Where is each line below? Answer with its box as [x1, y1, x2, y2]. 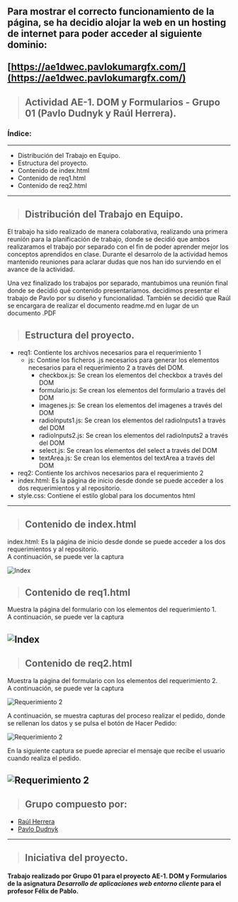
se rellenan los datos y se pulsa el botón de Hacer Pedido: [7, 718, 177, 727]
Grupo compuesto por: [24, 799, 127, 811]
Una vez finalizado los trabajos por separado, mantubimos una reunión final [7, 278, 228, 287]
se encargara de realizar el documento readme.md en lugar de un [7, 301, 200, 310]
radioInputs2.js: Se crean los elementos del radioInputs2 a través [38, 431, 229, 439]
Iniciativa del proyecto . [24, 852, 129, 864]
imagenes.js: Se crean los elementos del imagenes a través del [38, 400, 223, 410]
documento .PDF [7, 308, 57, 317]
